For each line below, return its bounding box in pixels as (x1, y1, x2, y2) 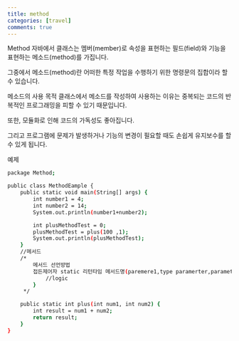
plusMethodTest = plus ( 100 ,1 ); (33, 229, 129, 236)
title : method (7, 10, 50, 18)
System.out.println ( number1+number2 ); (33, 209, 148, 216)
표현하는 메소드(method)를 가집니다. (7, 53, 109, 61)
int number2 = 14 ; (33, 202, 87, 209)
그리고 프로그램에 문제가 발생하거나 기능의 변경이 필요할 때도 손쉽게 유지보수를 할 (7, 131, 232, 140)
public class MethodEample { (7, 182, 94, 189)
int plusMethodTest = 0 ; (33, 221, 107, 229)
